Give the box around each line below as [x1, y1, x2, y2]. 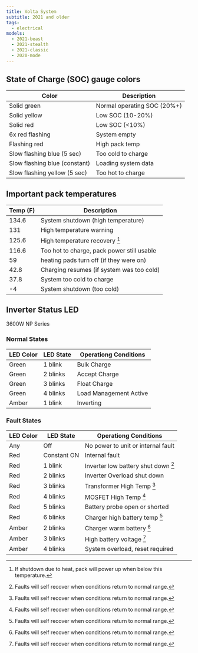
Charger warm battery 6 [84, 523, 151, 533]
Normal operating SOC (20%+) [95, 101, 183, 110]
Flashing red [9, 140, 44, 148]
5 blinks [43, 503, 65, 511]
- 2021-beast [11, 36, 44, 42]
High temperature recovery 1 [40, 235, 121, 245]
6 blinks [43, 513, 65, 521]
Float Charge [77, 379, 113, 388]
